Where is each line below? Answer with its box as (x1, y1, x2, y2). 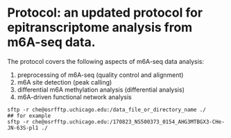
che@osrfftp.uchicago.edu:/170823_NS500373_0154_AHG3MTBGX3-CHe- (32, 118, 225, 126)
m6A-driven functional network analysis (17, 92, 132, 101)
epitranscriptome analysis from (7, 19, 193, 35)
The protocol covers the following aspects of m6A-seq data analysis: (7, 57, 205, 65)
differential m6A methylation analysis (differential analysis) (17, 85, 185, 94)
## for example (7, 112, 51, 119)
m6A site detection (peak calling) (17, 78, 112, 86)
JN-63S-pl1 (7, 124, 39, 131)
